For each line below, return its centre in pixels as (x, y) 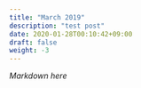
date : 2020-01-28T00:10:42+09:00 (71, 34)
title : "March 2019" (47, 17)
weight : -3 (29, 51)
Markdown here (38, 76)
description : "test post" (57, 26)
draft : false (33, 42)
